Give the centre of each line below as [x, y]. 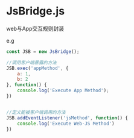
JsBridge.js [36, 11]
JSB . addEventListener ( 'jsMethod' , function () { [67, 118]
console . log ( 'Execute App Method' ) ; [63, 91]
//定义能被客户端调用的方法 [36, 112]
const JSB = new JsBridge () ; [43, 52]
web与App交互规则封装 [35, 28]
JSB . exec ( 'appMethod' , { [37, 68]
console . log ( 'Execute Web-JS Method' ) [66, 124]
